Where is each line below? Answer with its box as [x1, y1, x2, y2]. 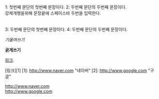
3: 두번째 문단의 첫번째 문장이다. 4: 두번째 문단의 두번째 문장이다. [5, 27, 128, 32]
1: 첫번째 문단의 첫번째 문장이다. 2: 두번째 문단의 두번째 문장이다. [5, 4, 127, 10]
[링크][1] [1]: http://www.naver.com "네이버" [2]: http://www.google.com [5, 68, 147, 73]
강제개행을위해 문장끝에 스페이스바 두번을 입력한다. [5, 10, 101, 16]
